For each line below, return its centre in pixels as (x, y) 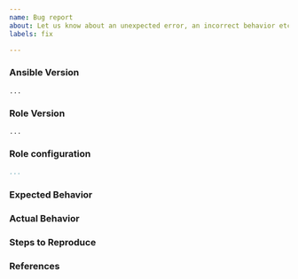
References (35, 266)
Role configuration (50, 153)
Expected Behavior (51, 195)
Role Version (37, 113)
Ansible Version (44, 73)
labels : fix (31, 34)
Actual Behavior (44, 218)
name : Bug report (41, 17)
